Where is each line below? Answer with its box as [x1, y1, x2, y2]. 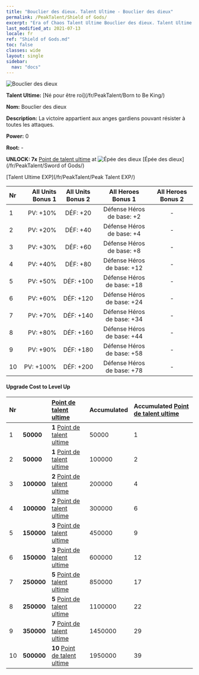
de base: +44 [105, 332, 143, 341]
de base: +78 [105, 366, 143, 375]
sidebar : [6, 58, 28, 64]
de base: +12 [105, 264, 143, 272]
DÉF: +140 [63, 312, 94, 320]
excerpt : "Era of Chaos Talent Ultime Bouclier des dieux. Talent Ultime [6, 20, 192, 26]
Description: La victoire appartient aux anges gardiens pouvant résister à [6, 115, 185, 122]
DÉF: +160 [63, 328, 94, 337]
